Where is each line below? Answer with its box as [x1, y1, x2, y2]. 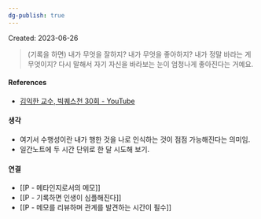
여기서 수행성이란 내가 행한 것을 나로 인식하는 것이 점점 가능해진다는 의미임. [19, 135, 251, 144]
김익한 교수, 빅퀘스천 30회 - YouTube [19, 96, 135, 106]
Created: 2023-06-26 [8, 33, 79, 43]
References [8, 78, 47, 87]
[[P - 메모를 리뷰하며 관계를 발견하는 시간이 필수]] [19, 202, 171, 213]
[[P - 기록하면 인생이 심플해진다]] [19, 193, 122, 202]
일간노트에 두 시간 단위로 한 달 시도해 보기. [19, 145, 150, 154]
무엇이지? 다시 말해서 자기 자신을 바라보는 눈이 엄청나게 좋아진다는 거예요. [27, 59, 254, 69]
